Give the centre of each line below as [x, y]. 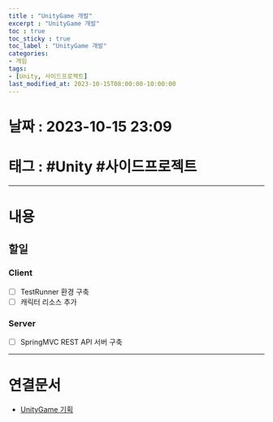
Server [22, 323]
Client [20, 273]
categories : [28, 54]
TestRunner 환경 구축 [54, 291]
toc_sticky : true [39, 39]
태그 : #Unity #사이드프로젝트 [103, 166]
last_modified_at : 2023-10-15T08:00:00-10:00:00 [92, 84]
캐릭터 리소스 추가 [48, 302]
